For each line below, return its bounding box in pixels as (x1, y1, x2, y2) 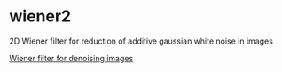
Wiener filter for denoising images (9, 52, 134, 63)
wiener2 (9, 6, 72, 27)
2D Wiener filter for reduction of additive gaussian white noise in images (9, 36, 273, 46)
